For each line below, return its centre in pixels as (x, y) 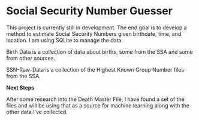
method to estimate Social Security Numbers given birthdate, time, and (94, 33)
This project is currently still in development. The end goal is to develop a (97, 27)
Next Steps (20, 87)
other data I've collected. (37, 112)
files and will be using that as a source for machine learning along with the (98, 105)
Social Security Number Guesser (89, 11)
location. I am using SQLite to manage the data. (65, 40)
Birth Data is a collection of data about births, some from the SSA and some (99, 51)
